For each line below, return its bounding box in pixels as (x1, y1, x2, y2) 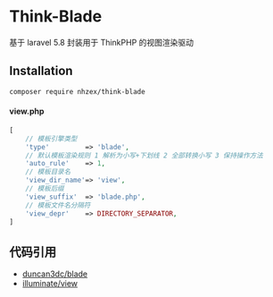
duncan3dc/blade (21, 268, 88, 279)
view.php (9, 106, 45, 117)
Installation (9, 64, 73, 79)
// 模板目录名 (25, 167, 71, 176)
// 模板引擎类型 (25, 134, 78, 143)
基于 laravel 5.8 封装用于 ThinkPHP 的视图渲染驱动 (9, 37, 194, 47)
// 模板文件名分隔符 (25, 200, 91, 209)
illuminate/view (21, 278, 79, 289)
